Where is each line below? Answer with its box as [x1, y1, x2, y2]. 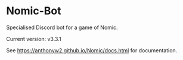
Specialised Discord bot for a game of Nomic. [6, 24, 118, 31]
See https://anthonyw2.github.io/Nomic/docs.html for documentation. [6, 46, 178, 54]
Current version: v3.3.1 [6, 35, 61, 42]
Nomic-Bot [6, 4, 61, 18]
